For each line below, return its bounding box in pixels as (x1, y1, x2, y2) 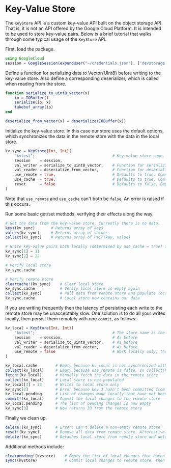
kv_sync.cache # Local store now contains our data (5, 296, 140, 301)
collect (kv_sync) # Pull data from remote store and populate (5, 291, 156, 296)
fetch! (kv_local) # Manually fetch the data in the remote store (5, 372, 158, 377)
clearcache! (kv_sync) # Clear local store (5, 281, 103, 287)
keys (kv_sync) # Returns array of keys (5, 225, 103, 231)
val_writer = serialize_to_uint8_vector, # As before (14, 340, 138, 345)
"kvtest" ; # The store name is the (14, 330, 165, 335)
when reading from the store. (5, 80, 67, 87)
